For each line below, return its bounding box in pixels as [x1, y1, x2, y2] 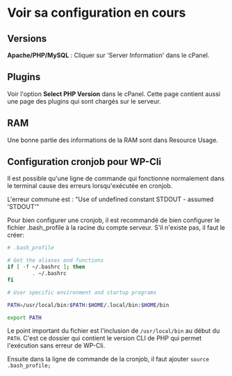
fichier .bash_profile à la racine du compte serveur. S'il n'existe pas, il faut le [7, 224, 226, 232]
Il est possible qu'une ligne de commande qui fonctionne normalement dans [7, 174, 224, 182]
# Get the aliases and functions [7, 257, 104, 264]
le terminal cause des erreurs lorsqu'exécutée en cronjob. [7, 182, 173, 190]
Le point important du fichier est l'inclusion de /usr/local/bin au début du [7, 327, 220, 335]
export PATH [7, 314, 42, 321]
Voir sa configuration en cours [7, 5, 186, 21]
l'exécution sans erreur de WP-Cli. [7, 341, 106, 350]
